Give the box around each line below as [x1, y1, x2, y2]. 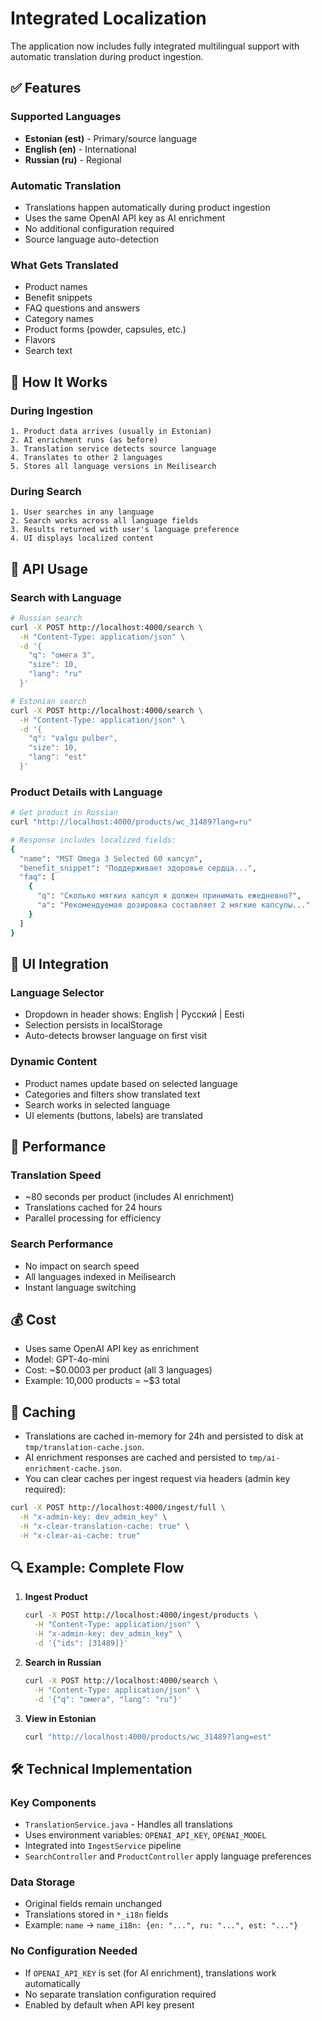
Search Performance [10, 1237, 114, 1251]
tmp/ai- [248, 1453, 281, 1464]
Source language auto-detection [24, 233, 159, 245]
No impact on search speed [24, 1260, 140, 1272]
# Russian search [10, 613, 83, 623]
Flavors [24, 334, 56, 346]
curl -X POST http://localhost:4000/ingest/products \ [24, 1610, 259, 1621]
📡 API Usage [10, 560, 89, 577]
